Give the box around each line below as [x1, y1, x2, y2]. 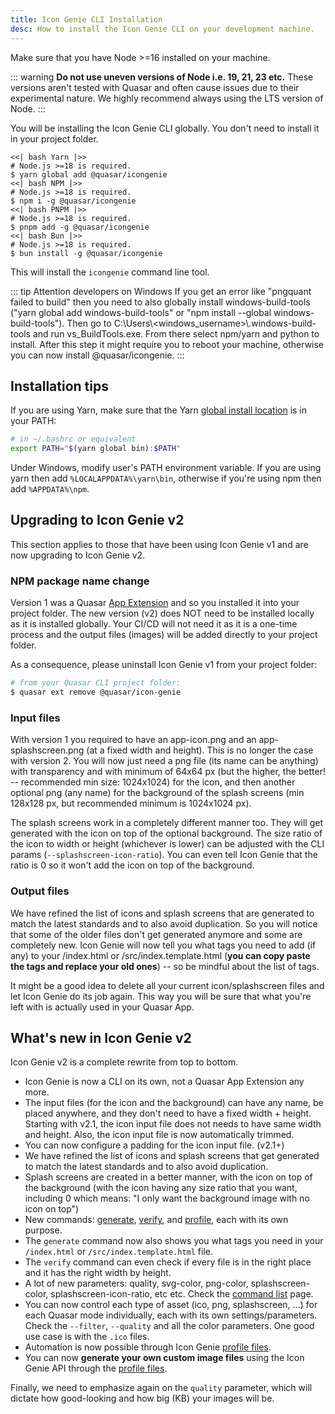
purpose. [24, 1224, 63, 1236]
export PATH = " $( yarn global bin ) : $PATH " [10, 444, 182, 454]
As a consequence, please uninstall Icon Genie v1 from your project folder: [10, 659, 318, 671]
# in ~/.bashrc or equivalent [10, 434, 137, 445]
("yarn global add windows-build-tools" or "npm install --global [10, 306, 272, 318]
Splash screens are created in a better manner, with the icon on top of [24, 1171, 313, 1183]
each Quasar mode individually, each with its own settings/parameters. [24, 1309, 318, 1321]
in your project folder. [10, 132, 99, 145]
